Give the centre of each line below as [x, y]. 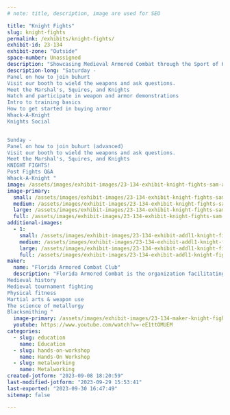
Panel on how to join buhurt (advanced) [66, 146]
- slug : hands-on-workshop [52, 351]
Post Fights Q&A [30, 172]
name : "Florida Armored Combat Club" [67, 268]
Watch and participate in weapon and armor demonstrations [93, 96]
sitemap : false [29, 395]
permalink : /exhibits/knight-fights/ [61, 38]
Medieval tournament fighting [50, 286]
